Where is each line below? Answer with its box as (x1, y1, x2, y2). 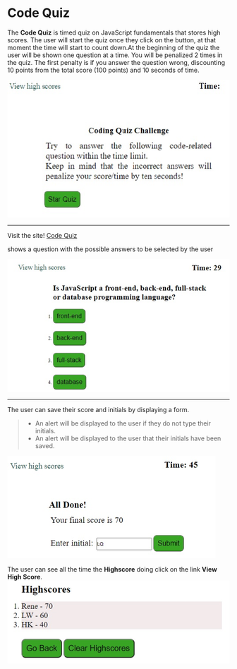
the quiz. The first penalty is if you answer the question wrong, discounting (7, 58, 226, 66)
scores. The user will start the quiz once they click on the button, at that (7, 35, 217, 44)
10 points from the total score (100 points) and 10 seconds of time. (7, 66, 200, 74)
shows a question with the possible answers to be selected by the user (7, 245, 214, 253)
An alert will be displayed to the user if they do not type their (35, 419, 212, 428)
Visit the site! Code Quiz (7, 231, 78, 239)
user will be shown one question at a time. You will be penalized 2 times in (7, 51, 224, 59)
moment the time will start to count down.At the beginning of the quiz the (7, 43, 220, 52)
